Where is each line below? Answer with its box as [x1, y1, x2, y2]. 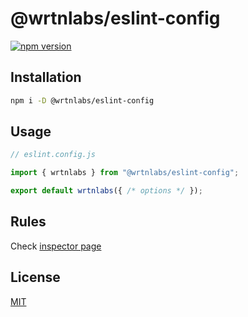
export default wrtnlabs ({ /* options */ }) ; [10, 186, 203, 196]
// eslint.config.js [10, 150, 97, 160]
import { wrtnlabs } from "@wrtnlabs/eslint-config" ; [10, 168, 240, 178]
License [10, 269, 61, 286]
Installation [10, 69, 82, 86]
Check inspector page [10, 240, 102, 252]
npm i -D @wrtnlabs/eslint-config [10, 95, 155, 106]
